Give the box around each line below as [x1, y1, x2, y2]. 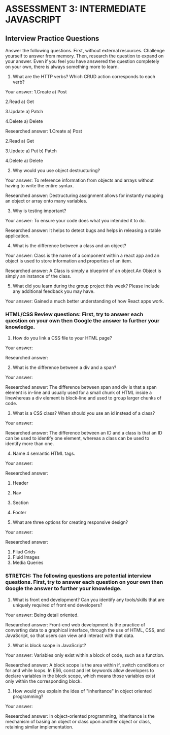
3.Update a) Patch [5, 109, 43, 114]
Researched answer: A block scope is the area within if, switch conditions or [5, 662, 165, 668]
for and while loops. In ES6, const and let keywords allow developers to [5, 667, 154, 673]
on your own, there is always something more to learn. [5, 64, 119, 70]
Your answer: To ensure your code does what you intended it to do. [5, 218, 146, 223]
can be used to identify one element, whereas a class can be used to [5, 435, 150, 442]
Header [12, 480, 29, 486]
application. [5, 233, 30, 239]
